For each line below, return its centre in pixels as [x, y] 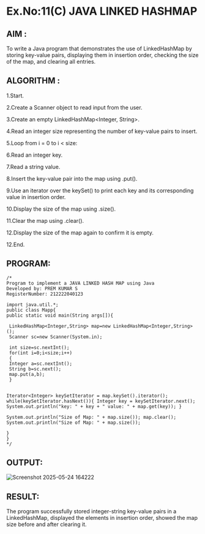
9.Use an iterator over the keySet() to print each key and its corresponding [100, 190]
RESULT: [23, 496]
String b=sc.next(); [35, 369]
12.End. [16, 244]
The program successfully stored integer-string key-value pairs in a [91, 511]
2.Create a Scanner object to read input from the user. [74, 107]
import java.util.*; [33, 304]
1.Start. [15, 96]
